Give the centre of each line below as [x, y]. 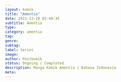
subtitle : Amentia [24, 23]
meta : [10, 72]
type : [10, 27]
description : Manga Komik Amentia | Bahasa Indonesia [61, 68]
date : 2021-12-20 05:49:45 [32, 18]
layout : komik [19, 9]
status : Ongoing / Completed [35, 63]
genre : [12, 41]
